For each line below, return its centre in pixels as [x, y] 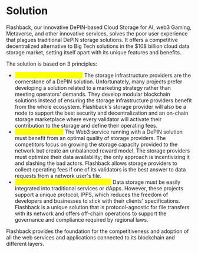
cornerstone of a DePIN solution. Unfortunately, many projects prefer [98, 82]
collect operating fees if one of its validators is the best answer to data [100, 169]
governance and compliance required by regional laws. [81, 219]
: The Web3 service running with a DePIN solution [122, 132]
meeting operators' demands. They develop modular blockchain [93, 94]
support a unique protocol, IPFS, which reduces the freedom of [91, 194]
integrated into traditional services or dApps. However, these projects [99, 188]
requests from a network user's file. [58, 176]
